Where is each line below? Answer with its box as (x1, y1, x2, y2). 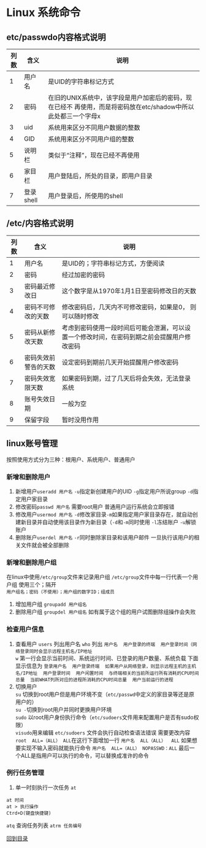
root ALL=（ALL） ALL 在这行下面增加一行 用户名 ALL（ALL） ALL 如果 (15, 736, 192, 744)
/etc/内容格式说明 (6, 218, 74, 229)
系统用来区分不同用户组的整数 (48, 135, 134, 143)
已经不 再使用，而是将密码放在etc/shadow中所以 (54, 102, 194, 111)
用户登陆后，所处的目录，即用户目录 (48, 172, 153, 180)
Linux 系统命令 (6, 6, 81, 20)
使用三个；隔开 (18, 581, 56, 588)
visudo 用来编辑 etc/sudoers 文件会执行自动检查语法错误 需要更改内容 (15, 728, 191, 736)
